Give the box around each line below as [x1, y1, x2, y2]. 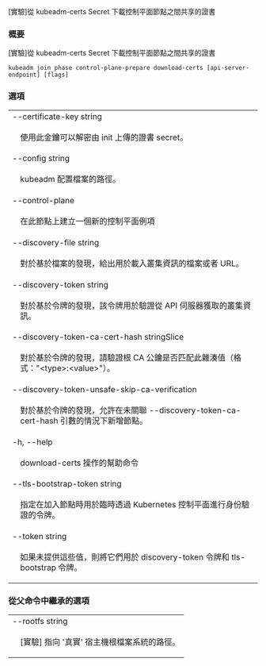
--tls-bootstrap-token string [12, 479, 122, 490]
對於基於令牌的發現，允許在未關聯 [20, 404, 148, 415]
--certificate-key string [12, 110, 103, 121]
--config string [12, 153, 70, 164]
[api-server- [206, 64, 249, 72]
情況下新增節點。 [84, 415, 148, 426]
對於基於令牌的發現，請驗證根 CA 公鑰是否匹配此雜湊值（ [20, 352, 234, 364]
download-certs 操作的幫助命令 [20, 457, 139, 468]
